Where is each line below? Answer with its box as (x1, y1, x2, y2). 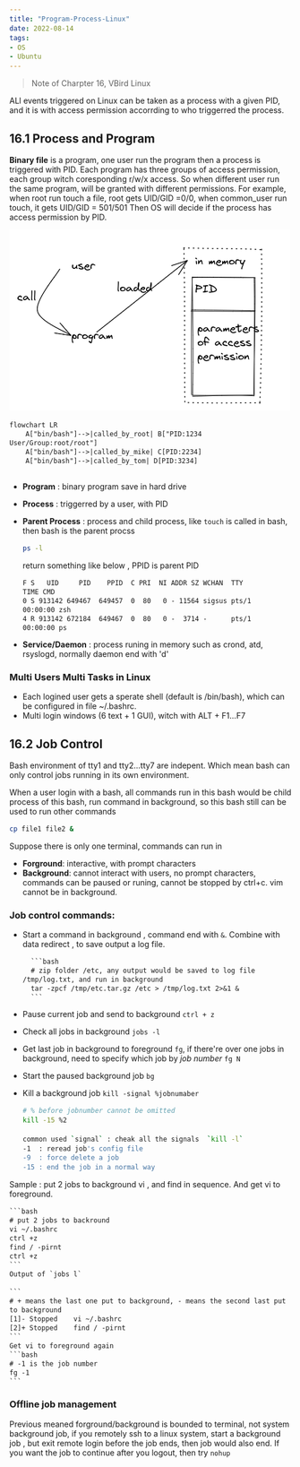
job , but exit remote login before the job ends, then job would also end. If (9, 1437, 280, 1448)
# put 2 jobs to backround (9, 1216, 110, 1225)
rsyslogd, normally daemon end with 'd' (21, 648, 169, 659)
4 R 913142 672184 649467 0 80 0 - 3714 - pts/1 (21, 614, 252, 623)
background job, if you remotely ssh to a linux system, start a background (9, 1428, 281, 1438)
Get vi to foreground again (9, 1342, 115, 1351)
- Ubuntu (9, 52, 42, 62)
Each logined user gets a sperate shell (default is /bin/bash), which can (21, 691, 285, 703)
